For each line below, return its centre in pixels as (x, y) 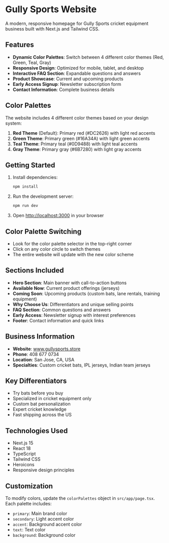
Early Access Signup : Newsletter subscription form (67, 84)
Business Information (40, 337)
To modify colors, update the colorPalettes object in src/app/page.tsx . (80, 498)
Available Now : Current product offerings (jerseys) (66, 288)
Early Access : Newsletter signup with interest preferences (74, 315)
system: (13, 123)
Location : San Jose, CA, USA (44, 359)
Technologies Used (36, 431)
